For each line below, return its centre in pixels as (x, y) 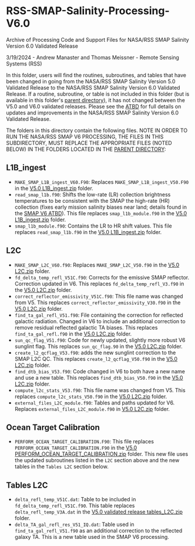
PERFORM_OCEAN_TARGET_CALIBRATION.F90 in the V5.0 (76, 448)
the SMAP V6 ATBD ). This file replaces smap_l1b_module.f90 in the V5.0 (101, 213)
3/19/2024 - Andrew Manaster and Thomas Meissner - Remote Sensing (93, 57)
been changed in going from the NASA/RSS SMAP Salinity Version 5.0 (91, 81)
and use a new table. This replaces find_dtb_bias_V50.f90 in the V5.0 (99, 377)
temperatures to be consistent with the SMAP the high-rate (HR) (92, 200)
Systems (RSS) (24, 64)
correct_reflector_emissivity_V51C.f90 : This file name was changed (99, 296)
